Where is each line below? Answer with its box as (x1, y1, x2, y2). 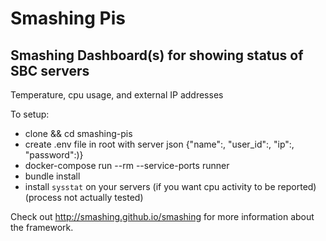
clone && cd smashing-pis (24, 128, 133, 139)
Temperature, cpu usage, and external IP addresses (10, 89, 224, 101)
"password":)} (24, 149, 84, 161)
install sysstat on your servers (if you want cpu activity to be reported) (24, 181, 317, 192)
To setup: (10, 108, 50, 120)
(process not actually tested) (24, 192, 144, 203)
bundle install (24, 170, 81, 182)
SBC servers (10, 62, 90, 79)
